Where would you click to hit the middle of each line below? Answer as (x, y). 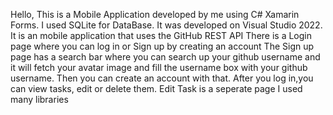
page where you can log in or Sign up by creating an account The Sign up (162, 46)
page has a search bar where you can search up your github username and (165, 57)
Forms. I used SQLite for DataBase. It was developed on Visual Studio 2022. (166, 25)
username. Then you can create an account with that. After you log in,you (162, 78)
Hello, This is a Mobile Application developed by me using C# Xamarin (155, 14)
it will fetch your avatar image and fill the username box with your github (159, 67)
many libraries (39, 99)
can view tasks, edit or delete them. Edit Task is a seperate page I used (156, 88)
